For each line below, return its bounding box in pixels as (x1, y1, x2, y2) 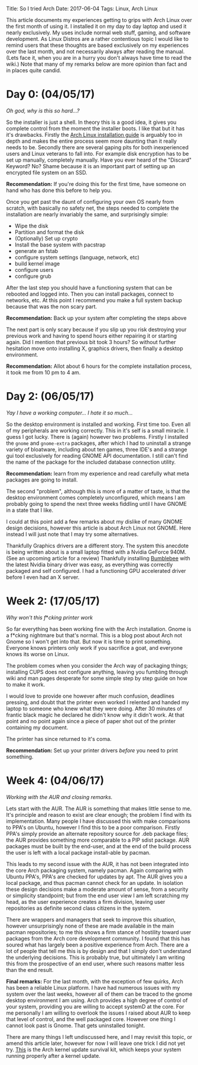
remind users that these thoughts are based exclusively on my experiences (6, 41, 189, 49)
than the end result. (6, 966, 54, 973)
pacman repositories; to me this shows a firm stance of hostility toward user (6, 928, 191, 935)
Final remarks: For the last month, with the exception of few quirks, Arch (6, 977, 183, 985)
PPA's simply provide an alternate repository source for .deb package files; (6, 830, 189, 837)
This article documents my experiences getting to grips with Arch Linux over (6, 17, 192, 23)
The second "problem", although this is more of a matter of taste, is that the (6, 487, 190, 495)
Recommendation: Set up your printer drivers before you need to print (6, 746, 178, 754)
